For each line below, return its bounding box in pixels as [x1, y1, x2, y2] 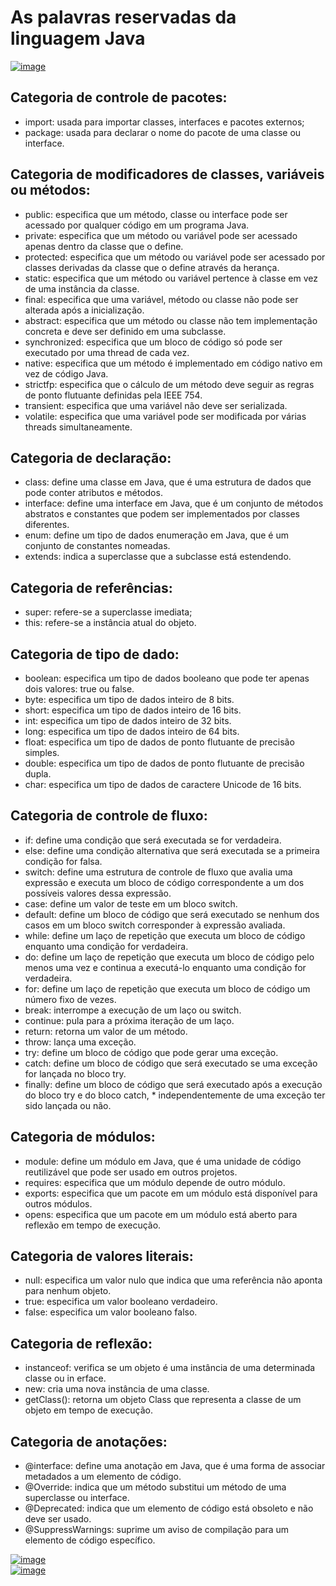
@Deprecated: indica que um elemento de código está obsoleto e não [24, 1502, 314, 1515]
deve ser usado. [24, 1513, 92, 1525]
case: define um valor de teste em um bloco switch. [24, 897, 238, 910]
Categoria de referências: [10, 579, 173, 596]
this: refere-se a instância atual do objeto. [24, 617, 197, 629]
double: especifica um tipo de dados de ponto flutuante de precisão [24, 757, 305, 769]
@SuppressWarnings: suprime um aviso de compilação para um [24, 1524, 290, 1536]
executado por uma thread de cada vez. [24, 346, 190, 358]
